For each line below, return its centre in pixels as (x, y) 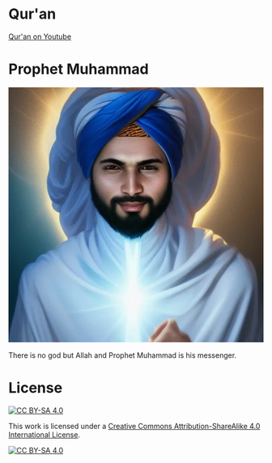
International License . (45, 435)
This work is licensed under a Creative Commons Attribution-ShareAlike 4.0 (134, 426)
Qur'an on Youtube (40, 36)
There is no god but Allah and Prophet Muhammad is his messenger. (123, 355)
